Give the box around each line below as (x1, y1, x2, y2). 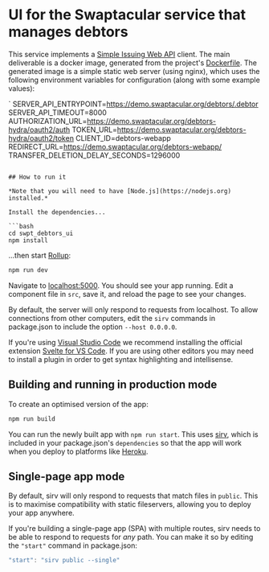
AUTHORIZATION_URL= (8, 116, 88, 126)
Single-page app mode (8, 469, 125, 484)
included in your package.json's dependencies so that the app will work (8, 438, 243, 447)
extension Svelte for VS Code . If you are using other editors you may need (8, 346, 255, 356)
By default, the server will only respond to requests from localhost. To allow (8, 304, 259, 315)
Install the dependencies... (8, 208, 106, 216)
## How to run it (8, 173, 67, 181)
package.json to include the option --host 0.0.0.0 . (8, 322, 177, 331)
